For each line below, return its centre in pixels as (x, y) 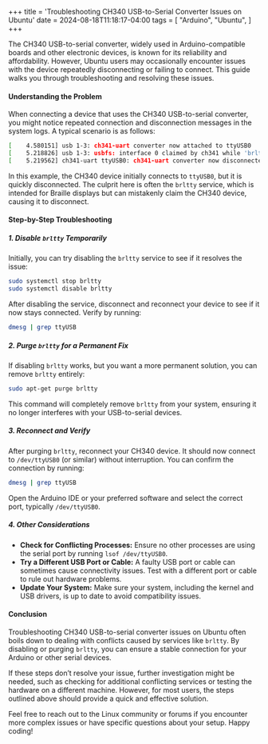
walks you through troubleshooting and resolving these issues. (111, 78)
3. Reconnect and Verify (49, 430)
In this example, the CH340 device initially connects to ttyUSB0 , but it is (125, 176)
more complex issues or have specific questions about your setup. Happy (129, 722)
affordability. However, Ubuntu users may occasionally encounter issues (127, 61)
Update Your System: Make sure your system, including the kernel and (136, 587)
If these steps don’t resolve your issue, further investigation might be (122, 673)
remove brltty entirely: (47, 374)
